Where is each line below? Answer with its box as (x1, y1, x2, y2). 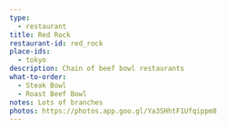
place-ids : (9, 47, 51, 56)
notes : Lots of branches (9, 97, 103, 107)
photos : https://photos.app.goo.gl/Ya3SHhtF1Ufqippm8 (9, 106, 218, 115)
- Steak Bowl (17, 81, 67, 90)
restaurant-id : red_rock (9, 38, 103, 48)
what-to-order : (9, 73, 67, 82)
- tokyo (17, 55, 47, 64)
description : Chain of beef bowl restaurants (9, 64, 184, 74)
